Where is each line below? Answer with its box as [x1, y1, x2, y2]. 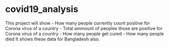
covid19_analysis [5, 3, 79, 15]
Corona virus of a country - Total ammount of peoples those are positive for [5, 25, 163, 31]
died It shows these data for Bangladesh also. [5, 36, 100, 42]
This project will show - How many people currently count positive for [5, 20, 150, 26]
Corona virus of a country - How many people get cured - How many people [5, 30, 164, 36]
